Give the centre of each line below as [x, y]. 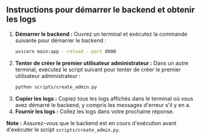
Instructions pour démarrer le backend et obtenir [101, 10]
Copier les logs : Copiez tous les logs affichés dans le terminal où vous [104, 99]
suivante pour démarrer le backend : [60, 40]
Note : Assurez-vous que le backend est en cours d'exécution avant [91, 123]
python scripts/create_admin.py [56, 87]
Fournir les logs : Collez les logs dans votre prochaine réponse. [94, 111]
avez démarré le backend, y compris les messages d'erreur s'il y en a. [103, 105]
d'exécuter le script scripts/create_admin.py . [63, 129]
